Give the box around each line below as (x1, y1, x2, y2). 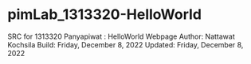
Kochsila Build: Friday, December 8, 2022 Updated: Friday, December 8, (7, 40, 244, 49)
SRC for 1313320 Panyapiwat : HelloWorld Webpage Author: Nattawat (7, 32, 236, 41)
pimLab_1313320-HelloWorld (7, 6, 202, 24)
